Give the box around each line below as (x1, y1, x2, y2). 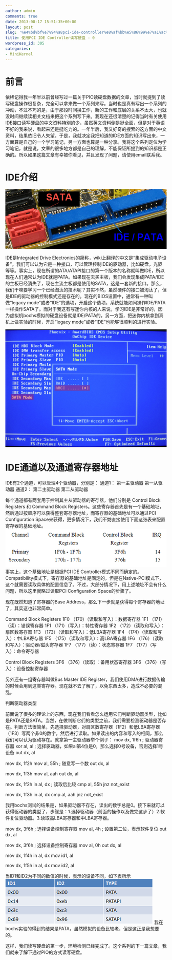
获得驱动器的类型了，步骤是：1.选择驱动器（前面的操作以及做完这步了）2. (5, 809, 161, 815)
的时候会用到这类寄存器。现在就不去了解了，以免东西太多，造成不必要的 (5, 683, 158, 689)
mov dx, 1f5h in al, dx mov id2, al (5, 863, 74, 869)
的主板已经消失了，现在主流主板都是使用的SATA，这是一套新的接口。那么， (5, 280, 165, 286)
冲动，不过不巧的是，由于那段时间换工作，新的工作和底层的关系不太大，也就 (5, 107, 167, 113)
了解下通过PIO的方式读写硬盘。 (18, 949, 85, 955)
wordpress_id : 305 (5, 41, 45, 46)
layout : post (5, 25, 33, 30)
